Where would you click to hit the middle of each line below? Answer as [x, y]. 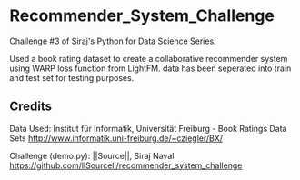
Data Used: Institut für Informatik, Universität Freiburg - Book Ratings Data [148, 128]
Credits [31, 107]
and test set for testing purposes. [72, 77]
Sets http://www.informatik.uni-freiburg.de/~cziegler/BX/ [116, 138]
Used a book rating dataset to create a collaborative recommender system [149, 58]
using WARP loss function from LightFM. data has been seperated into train [150, 68]
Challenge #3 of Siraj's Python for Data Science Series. [113, 41]
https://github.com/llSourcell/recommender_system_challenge [126, 165]
